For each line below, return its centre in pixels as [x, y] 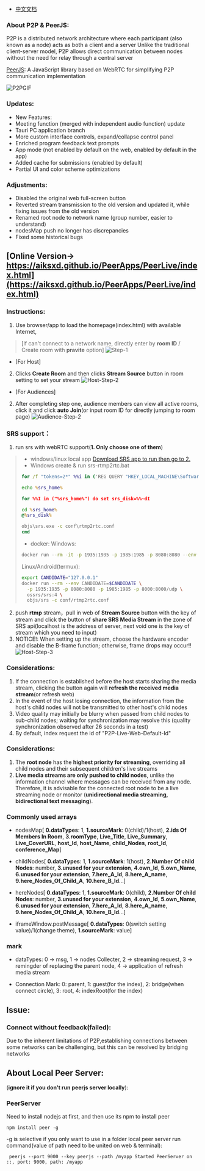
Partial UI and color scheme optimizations [67, 169]
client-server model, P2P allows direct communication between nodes [95, 51]
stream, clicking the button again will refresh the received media [97, 688]
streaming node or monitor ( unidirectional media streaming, [92, 794]
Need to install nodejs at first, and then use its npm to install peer [88, 1117]
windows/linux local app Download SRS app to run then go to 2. [110, 459]
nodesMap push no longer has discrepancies [72, 230]
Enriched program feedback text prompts [67, 143]
